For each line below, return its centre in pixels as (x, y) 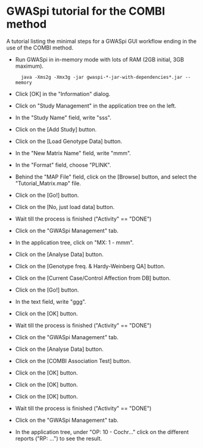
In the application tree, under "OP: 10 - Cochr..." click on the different (102, 431)
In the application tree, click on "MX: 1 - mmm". (74, 242)
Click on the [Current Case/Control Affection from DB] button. (93, 278)
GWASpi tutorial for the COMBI (86, 11)
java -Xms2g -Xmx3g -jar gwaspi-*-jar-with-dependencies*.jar (102, 77)
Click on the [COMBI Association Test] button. (73, 361)
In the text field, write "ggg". (51, 301)
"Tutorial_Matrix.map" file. (48, 183)
